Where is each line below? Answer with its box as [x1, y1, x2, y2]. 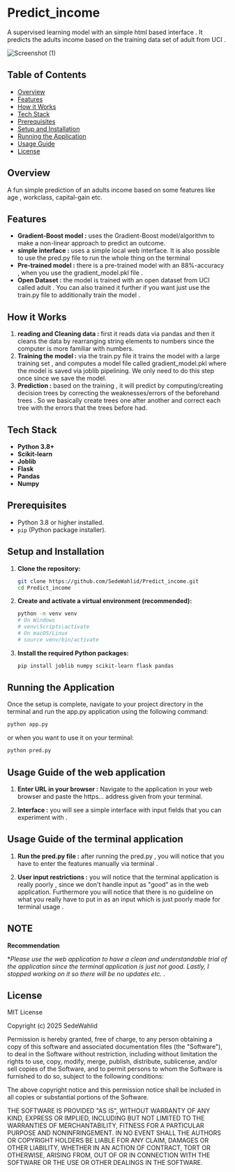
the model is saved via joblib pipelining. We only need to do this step [17, 367, 215, 375]
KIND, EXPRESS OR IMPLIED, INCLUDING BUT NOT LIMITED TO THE [7, 1114, 205, 1122]
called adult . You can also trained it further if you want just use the [17, 284, 211, 292]
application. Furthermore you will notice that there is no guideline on [17, 888, 214, 896]
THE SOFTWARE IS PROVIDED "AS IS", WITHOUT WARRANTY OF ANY [7, 1106, 211, 1115]
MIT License [7, 1008, 43, 1017]
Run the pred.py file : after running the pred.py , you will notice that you [17, 852, 225, 860]
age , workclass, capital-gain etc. [7, 193, 103, 201]
